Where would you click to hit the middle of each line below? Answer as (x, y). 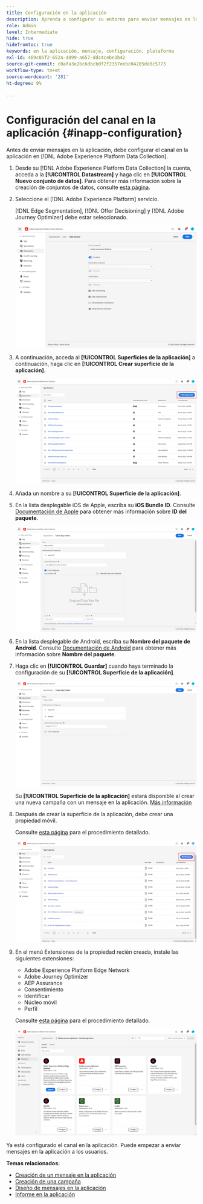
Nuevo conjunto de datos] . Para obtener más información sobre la (98, 181)
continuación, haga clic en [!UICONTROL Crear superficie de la (94, 364)
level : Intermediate (32, 32)
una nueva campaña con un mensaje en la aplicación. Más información (103, 802)
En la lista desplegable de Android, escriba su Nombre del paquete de (102, 641)
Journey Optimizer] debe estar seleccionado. (71, 218)
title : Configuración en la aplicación (56, 13)
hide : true (20, 38)
